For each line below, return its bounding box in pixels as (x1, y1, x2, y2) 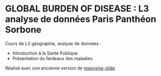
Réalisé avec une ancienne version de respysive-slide (5, 65, 115, 71)
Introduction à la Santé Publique (12, 50, 78, 56)
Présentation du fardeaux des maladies (12, 55, 93, 61)
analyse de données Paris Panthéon (5, 13, 157, 25)
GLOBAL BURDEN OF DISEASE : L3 (5, 3, 149, 14)
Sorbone (5, 24, 42, 35)
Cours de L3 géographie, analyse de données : (5, 40, 101, 46)
